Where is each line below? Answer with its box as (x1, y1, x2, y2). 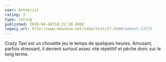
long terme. (5, 51, 29, 57)
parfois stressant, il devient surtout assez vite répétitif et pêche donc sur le (5, 46, 161, 52)
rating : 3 (5, 12, 26, 17)
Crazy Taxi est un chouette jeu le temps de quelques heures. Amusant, (5, 40, 152, 46)
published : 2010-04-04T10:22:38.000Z (5, 21, 85, 27)
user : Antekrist (5, 7, 39, 13)
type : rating (5, 17, 32, 22)
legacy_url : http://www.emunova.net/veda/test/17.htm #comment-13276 (5, 26, 152, 32)
